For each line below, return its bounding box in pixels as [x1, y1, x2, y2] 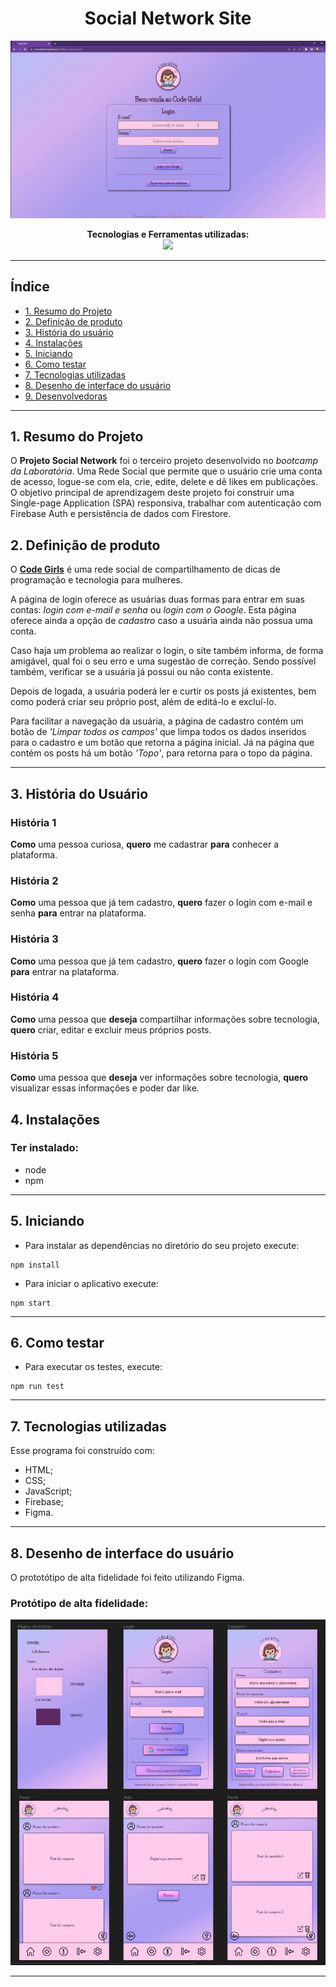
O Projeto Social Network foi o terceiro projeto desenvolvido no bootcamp [10, 455, 318, 467]
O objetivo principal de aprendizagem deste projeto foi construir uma [10, 487, 295, 499]
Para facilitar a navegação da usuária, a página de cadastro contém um [10, 715, 304, 727]
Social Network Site [84, 7, 252, 30]
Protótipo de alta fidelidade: [10, 1597, 149, 1611]
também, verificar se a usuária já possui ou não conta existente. [10, 666, 274, 678]
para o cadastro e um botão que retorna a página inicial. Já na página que [10, 737, 315, 749]
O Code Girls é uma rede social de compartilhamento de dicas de [10, 563, 281, 576]
